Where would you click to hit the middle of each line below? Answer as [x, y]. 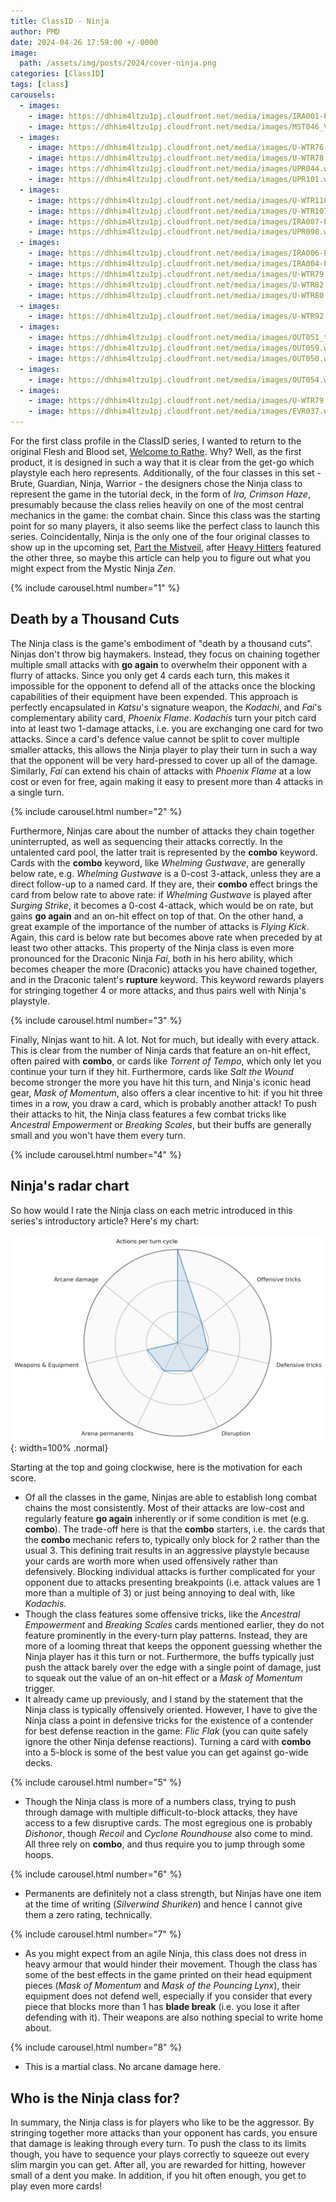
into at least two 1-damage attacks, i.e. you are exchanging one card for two [167, 728]
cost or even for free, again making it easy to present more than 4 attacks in [167, 781]
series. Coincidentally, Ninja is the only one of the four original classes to [160, 536]
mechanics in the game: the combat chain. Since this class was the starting [165, 515]
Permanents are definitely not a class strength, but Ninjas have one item [173, 1894]
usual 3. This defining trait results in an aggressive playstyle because [167, 1551]
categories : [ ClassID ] [57, 74]
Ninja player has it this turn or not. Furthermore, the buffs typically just [169, 1657]
